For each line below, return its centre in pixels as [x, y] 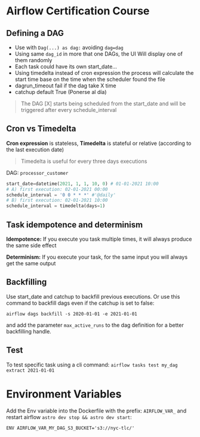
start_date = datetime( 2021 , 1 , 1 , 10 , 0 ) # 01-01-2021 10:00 [83, 184]
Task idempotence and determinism [75, 225]
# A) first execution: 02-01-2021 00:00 [57, 189]
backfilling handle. [29, 331]
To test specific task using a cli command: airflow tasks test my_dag [92, 365]
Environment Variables [64, 394]
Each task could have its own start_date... [66, 66]
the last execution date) [35, 149]
